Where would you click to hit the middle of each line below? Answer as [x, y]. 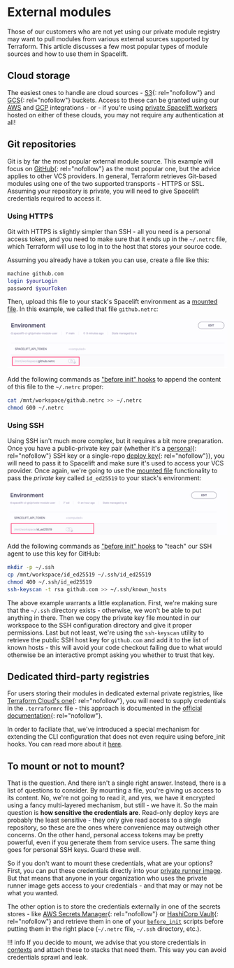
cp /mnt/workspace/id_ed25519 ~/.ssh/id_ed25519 [79, 575]
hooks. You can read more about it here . [65, 744]
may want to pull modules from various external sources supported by [108, 38]
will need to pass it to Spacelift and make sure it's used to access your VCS [116, 463]
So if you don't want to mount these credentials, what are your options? [110, 863]
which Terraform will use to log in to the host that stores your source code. [115, 246]
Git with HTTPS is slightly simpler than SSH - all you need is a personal [109, 231]
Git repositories [42, 144]
